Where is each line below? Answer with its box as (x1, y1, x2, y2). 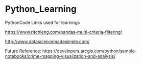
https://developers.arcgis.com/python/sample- (42, 48, 137, 54)
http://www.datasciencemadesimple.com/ (5, 38, 90, 44)
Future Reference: (5, 48, 42, 54)
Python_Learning (5, 3, 77, 15)
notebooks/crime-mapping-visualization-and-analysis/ (5, 53, 116, 59)
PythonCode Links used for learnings (5, 20, 80, 25)
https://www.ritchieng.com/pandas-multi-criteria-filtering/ (5, 29, 122, 35)
